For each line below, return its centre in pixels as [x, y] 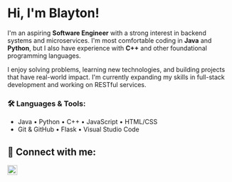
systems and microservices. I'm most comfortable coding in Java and [110, 40]
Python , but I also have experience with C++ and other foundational [107, 48]
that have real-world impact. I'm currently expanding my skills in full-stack [116, 77]
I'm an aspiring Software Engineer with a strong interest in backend [107, 33]
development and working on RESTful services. [77, 84]
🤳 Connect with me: [52, 152]
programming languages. [44, 56]
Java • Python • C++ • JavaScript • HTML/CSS [88, 122]
